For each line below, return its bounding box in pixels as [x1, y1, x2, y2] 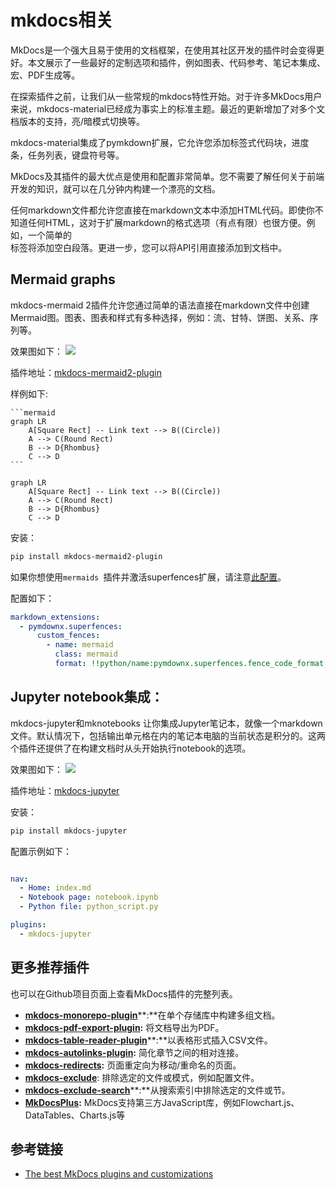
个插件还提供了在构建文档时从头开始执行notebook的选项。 [10, 742, 252, 754]
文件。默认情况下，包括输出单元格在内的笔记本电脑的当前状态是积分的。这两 [10, 729, 326, 741]
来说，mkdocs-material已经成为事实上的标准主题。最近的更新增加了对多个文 [10, 102, 326, 115]
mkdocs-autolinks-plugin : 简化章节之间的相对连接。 [24, 1046, 244, 1058]
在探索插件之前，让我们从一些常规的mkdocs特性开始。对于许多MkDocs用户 [10, 90, 323, 102]
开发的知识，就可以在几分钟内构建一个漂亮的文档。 [10, 182, 221, 195]
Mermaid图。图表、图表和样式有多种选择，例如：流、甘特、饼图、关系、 [10, 311, 310, 323]
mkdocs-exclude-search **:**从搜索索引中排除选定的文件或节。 [24, 1084, 291, 1096]
